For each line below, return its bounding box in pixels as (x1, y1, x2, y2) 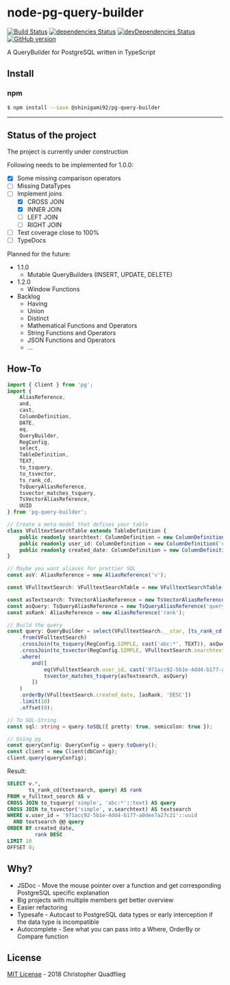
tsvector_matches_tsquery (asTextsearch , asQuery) (43, 672, 188, 679)
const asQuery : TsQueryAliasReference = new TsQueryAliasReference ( (7, 603, 207, 609)
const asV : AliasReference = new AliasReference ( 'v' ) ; (7, 572, 167, 579)
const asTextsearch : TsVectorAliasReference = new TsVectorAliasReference (7, 596, 225, 603)
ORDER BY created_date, (7, 825, 75, 832)
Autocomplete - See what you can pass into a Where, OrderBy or (16, 925, 201, 933)
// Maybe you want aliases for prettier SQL (7, 566, 136, 572)
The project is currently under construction (7, 147, 129, 156)
